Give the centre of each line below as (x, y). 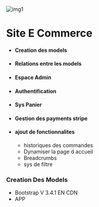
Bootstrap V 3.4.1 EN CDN (46, 193)
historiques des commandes (58, 145)
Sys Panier (28, 105)
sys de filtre (38, 164)
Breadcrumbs (40, 157)
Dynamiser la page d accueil (58, 152)
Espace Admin (33, 77)
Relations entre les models (48, 64)
